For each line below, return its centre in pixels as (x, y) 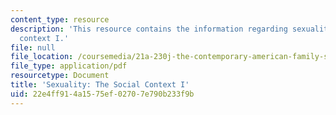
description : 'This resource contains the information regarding (149, 29)
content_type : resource (60, 19)
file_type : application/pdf (69, 66)
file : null (33, 47)
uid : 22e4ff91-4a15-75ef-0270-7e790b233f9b (102, 94)
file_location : (42, 57)
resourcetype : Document (60, 76)
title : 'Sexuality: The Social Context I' (100, 85)
